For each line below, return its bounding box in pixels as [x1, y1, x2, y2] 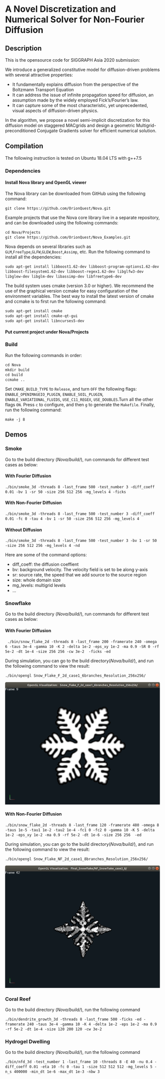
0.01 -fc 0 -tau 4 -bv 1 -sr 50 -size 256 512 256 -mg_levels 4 [5, 516, 139, 521]
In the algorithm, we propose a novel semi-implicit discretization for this [5, 117, 150, 123]
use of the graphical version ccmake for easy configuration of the [5, 288, 138, 294]
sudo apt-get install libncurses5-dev [5, 318, 84, 324]
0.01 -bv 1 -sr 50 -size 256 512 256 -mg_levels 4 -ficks [5, 489, 126, 494]
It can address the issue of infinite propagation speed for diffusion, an [12, 92, 154, 98]
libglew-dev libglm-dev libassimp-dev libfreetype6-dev [5, 274, 122, 279]
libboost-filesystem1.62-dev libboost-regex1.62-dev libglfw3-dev [5, 269, 144, 274]
